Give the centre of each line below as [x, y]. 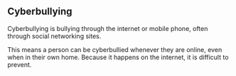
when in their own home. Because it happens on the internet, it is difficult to [118, 57]
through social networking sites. [54, 36]
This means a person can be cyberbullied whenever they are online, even [115, 49]
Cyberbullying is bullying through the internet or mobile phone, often [108, 28]
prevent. [20, 64]
